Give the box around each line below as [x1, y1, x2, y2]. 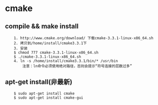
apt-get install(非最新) [5, 78, 73, 86]
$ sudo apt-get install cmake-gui [14, 95, 83, 100]
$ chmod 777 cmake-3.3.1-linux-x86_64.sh [14, 50, 98, 55]
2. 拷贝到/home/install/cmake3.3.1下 [14, 41, 87, 46]
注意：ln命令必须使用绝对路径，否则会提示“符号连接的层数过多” [22, 64, 132, 68]
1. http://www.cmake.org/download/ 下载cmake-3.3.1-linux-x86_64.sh [14, 36, 154, 40]
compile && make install [5, 22, 79, 30]
